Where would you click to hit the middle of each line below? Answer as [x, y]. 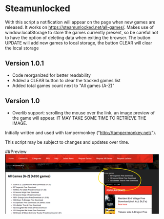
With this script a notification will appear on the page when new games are [80, 22]
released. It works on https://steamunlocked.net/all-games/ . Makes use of [79, 27]
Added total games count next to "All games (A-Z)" [63, 86]
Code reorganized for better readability [51, 75]
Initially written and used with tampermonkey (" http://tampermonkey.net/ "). [81, 132]
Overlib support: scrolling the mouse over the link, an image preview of [83, 112]
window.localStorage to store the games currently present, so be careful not [82, 32]
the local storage [22, 48]
